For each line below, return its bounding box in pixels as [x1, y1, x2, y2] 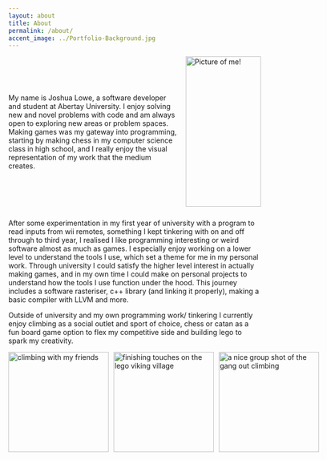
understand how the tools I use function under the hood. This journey [8, 278, 238, 288]
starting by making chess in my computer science [8, 135, 173, 145]
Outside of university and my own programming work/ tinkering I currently [8, 310, 253, 321]
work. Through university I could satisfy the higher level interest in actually [8, 261, 255, 271]
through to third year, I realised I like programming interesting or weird [8, 236, 239, 245]
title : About [8, 19, 52, 27]
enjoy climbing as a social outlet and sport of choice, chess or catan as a [8, 319, 249, 329]
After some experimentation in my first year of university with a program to [8, 218, 255, 228]
